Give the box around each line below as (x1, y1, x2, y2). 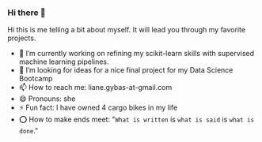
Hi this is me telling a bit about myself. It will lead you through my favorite (7, 25, 246, 35)
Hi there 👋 (7, 7, 47, 18)
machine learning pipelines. (18, 57, 109, 66)
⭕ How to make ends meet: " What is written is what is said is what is (18, 114, 255, 125)
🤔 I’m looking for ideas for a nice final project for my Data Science (18, 65, 234, 75)
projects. (7, 33, 36, 43)
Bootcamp (18, 74, 53, 84)
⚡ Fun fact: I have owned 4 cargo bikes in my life (18, 103, 178, 113)
